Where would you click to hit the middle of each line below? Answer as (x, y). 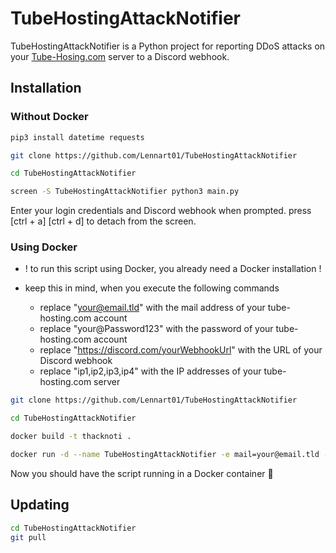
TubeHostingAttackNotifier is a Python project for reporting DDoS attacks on (168, 46)
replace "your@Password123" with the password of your (156, 329)
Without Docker (49, 117)
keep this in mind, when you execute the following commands (152, 288)
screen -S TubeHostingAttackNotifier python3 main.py (125, 192)
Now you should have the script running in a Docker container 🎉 (142, 473)
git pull (28, 537)
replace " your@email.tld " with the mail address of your (152, 308)
